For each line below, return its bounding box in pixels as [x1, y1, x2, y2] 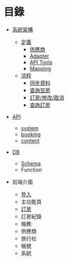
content [20, 137, 40, 144]
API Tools [29, 58, 53, 65]
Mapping [29, 65, 51, 72]
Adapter [29, 52, 49, 59]
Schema [20, 160, 41, 167]
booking [20, 131, 41, 138]
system [20, 124, 39, 131]
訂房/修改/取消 [29, 94, 65, 101]
